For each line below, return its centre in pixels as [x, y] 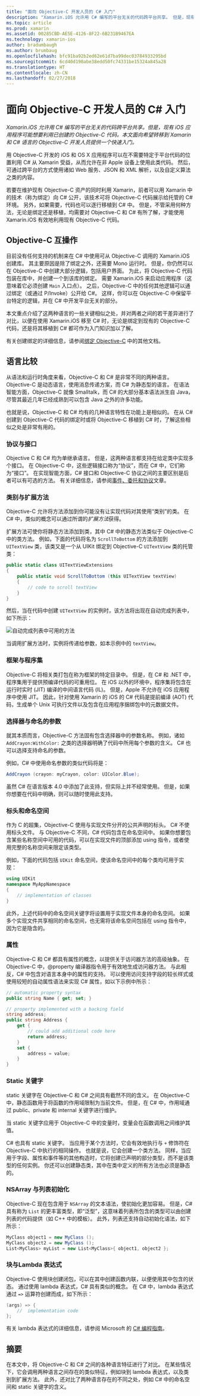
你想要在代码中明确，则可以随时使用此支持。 [61, 793]
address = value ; [49, 1054]
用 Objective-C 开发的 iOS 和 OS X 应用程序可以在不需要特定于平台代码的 [96, 155]
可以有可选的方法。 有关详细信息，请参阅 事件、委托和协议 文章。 [90, 480]
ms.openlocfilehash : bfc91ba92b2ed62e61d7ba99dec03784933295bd [86, 56]
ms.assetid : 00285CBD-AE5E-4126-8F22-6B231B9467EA [70, 34]
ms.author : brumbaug [32, 51]
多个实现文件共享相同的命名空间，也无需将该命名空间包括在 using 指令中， [98, 921]
